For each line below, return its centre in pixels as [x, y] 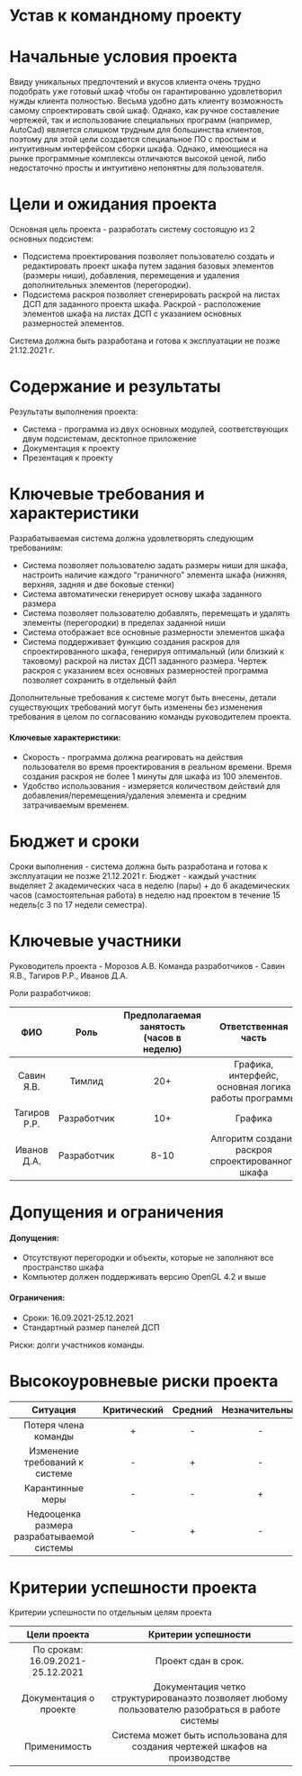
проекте [58, 1709]
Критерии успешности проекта [133, 1587]
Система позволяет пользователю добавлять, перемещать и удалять [156, 612]
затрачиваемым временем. [75, 805]
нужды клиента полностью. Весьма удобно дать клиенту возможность [147, 101]
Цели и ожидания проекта [113, 204]
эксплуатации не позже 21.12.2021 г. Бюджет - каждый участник [133, 876]
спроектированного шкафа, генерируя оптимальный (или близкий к [153, 651]
